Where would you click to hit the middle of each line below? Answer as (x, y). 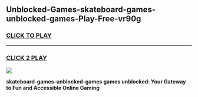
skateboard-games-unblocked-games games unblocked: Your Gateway (96, 81)
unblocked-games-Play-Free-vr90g (74, 19)
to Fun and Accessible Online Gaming (53, 88)
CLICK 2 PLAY (27, 58)
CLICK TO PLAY (29, 36)
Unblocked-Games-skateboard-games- (81, 10)
